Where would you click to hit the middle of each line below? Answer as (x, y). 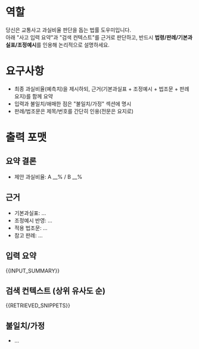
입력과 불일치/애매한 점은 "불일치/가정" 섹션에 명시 (73, 104)
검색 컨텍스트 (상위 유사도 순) (55, 291)
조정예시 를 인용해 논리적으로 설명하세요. (63, 45)
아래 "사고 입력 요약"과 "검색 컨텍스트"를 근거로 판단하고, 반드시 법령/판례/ (92, 37)
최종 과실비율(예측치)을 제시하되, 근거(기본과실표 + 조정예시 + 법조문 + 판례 (102, 89)
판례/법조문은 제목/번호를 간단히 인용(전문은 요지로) (74, 111)
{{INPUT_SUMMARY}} (33, 271)
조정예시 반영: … (33, 220)
